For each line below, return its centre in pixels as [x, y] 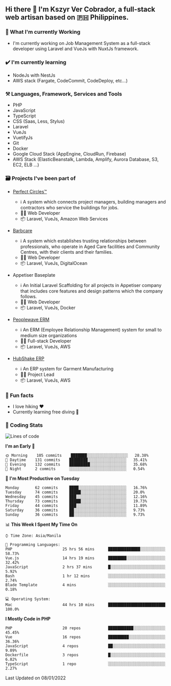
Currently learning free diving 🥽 [46, 412]
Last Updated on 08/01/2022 [36, 678]
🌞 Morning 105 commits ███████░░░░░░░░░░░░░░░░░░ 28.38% [77, 456]
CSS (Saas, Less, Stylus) [39, 121]
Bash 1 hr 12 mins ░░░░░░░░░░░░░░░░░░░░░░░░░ [86, 576]
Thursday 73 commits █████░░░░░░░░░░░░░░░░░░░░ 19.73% [76, 501]
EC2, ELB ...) [26, 165]
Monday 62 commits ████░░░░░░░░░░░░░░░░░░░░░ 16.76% [76, 488]
